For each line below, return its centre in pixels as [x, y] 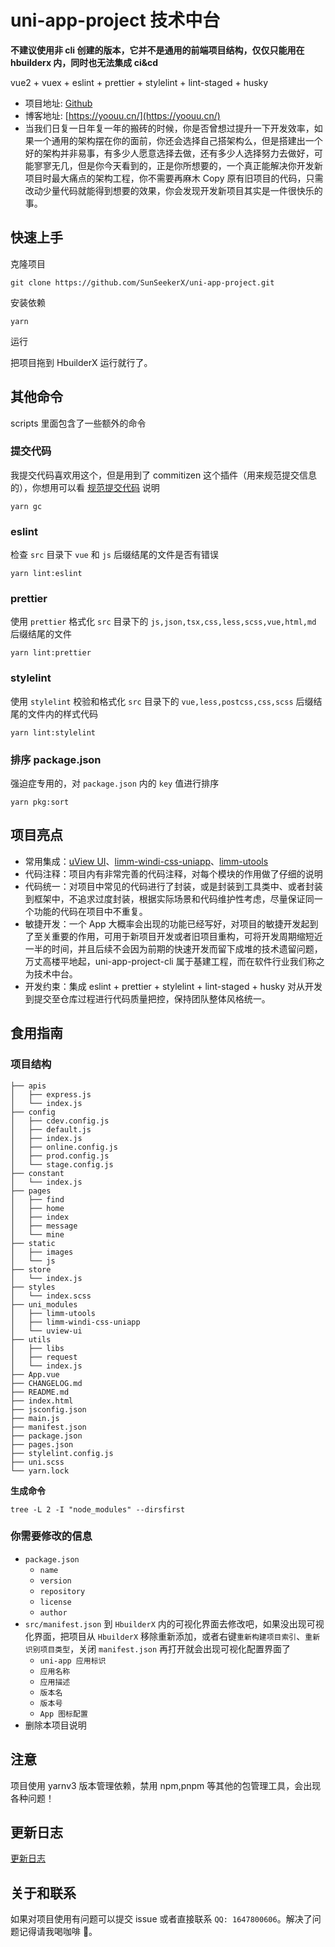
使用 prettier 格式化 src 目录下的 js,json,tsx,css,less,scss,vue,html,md [163, 622]
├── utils [31, 1339]
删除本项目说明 [55, 1725]
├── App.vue [35, 1374]
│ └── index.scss [51, 1296]
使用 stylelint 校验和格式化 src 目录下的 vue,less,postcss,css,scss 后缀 [162, 701]
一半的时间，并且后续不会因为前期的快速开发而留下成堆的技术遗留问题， [173, 948]
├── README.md [40, 1392]
